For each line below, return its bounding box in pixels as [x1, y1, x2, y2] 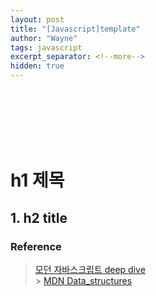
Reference [10, 239, 62, 253]
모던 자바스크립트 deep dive [34, 263, 146, 275]
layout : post [10, 14, 65, 25]
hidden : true [10, 61, 65, 71]
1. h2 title [10, 209, 68, 226]
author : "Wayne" [10, 33, 78, 43]
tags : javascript [10, 42, 83, 53]
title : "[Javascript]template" [10, 24, 141, 34]
